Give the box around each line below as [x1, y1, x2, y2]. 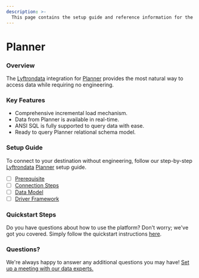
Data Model [14, 189, 43, 196]
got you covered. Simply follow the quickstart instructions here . [6, 230, 162, 237]
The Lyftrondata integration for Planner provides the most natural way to [6, 75, 184, 82]
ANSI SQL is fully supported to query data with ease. [14, 122, 145, 129]
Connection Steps [14, 181, 60, 189]
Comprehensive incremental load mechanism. [14, 110, 128, 117]
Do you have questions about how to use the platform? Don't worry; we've [6, 224, 189, 231]
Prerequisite [14, 175, 45, 182]
